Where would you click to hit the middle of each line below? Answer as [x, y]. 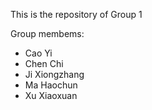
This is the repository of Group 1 [76, 14]
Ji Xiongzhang [54, 74]
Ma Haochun [51, 85]
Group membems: [47, 33]
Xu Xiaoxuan [51, 95]
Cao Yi [38, 53]
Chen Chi [44, 63]
